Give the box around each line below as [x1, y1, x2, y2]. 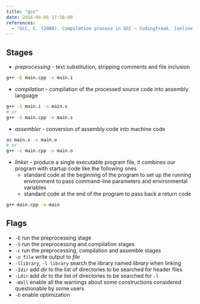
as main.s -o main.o [6, 137, 58, 143]
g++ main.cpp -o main [6, 202, 60, 208]
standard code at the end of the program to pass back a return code [23, 190, 192, 197]
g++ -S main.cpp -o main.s [6, 114, 73, 120]
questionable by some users [14, 284, 85, 292]
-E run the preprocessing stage [14, 234, 92, 241]
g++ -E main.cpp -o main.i [6, 75, 73, 81]
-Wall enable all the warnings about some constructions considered [14, 278, 182, 286]
